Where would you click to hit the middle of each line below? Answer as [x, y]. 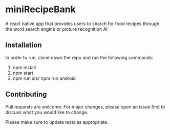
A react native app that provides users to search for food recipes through [82, 24]
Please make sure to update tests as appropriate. [57, 122]
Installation [24, 45]
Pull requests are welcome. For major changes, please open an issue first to [85, 106]
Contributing [26, 94]
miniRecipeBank [40, 9]
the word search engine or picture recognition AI [57, 29]
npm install [24, 67]
